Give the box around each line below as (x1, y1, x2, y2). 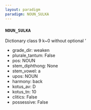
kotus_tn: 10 (12, 88, 37, 94)
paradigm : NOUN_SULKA (5, 12, 49, 17)
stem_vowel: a (12, 68, 41, 74)
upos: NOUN (12, 73, 38, 79)
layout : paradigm (5, 7, 41, 12)
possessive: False (12, 99, 48, 105)
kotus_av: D (12, 84, 36, 89)
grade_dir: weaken (12, 47, 50, 53)
